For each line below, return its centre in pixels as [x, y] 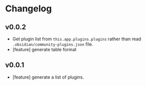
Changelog [28, 9]
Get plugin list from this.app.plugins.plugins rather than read [77, 39]
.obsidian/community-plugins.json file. [53, 44]
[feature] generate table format [44, 49]
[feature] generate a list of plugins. [48, 77]
